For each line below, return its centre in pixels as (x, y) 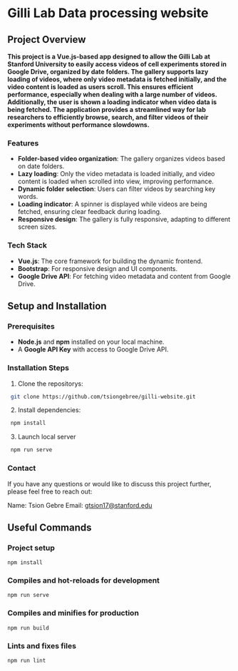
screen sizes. (37, 227)
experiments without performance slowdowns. (78, 125)
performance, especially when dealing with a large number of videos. (112, 94)
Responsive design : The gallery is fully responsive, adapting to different (124, 220)
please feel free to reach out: (50, 491)
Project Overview (47, 40)
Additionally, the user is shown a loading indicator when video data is (112, 102)
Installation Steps (38, 368)
